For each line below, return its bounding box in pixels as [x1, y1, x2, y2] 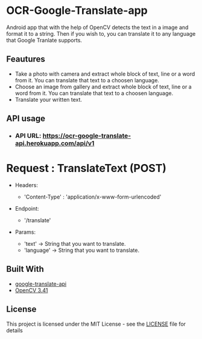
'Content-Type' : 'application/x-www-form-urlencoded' [24, 193, 162, 200]
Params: [14, 228, 36, 235]
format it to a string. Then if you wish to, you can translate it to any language [6, 30, 196, 37]
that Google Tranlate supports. [6, 36, 83, 44]
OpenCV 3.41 [14, 286, 48, 294]
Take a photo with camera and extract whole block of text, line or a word [14, 70, 195, 77]
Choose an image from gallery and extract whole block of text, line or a [14, 83, 192, 90]
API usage [6, 113, 45, 124]
